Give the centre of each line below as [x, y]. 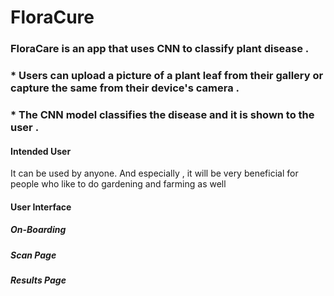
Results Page [38, 280]
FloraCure [52, 17]
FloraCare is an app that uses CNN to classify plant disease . [160, 49]
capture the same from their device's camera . [125, 88]
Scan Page [33, 255]
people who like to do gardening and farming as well [118, 184]
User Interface [41, 207]
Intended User [41, 151]
